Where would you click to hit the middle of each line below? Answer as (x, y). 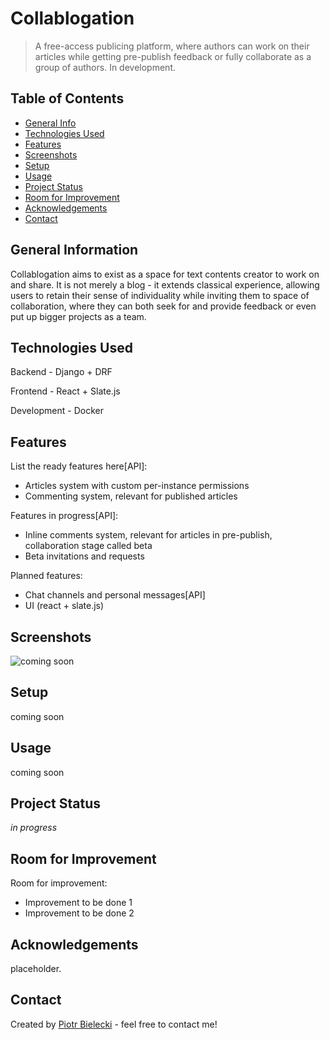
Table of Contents (67, 98)
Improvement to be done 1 (78, 903)
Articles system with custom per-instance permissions (137, 486)
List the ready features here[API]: (79, 466)
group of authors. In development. (105, 67)
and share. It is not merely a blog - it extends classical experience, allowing (165, 284)
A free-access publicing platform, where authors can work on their (172, 46)
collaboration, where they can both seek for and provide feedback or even (163, 306)
